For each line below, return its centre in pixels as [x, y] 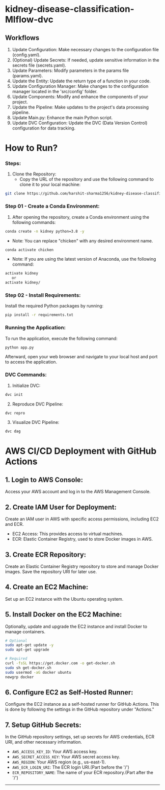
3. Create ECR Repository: [46, 555]
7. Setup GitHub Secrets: [43, 725]
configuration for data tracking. [44, 128]
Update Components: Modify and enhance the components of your [80, 97]
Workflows [22, 38]
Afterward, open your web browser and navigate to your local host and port [82, 357]
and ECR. [14, 524]
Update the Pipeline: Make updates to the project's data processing [80, 107]
